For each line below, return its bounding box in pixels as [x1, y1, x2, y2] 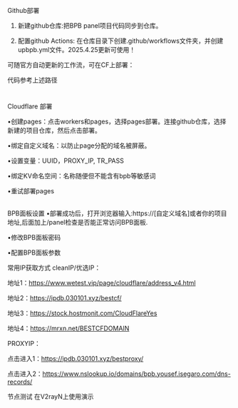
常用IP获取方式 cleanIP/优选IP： [7, 263, 101, 272]
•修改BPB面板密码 [7, 233, 61, 241]
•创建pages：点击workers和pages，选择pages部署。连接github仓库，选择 [7, 117, 227, 126]
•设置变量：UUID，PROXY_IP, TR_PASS [7, 156, 125, 165]
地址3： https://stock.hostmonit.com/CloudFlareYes [7, 309, 157, 317]
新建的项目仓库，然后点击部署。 [7, 126, 101, 135]
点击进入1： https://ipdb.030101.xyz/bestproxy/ [7, 354, 144, 362]
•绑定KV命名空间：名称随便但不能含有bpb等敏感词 [7, 172, 156, 180]
